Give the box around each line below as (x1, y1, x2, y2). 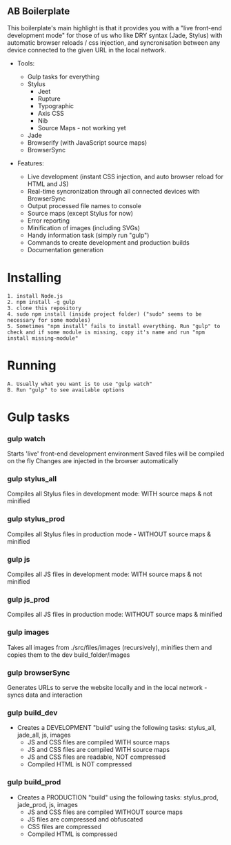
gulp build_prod (7, 777, 61, 787)
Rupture (37, 94, 61, 103)
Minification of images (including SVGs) (27, 223, 140, 232)
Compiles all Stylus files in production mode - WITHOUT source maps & (7, 530, 212, 538)
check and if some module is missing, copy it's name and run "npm (7, 329, 205, 336)
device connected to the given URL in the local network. (7, 45, 167, 54)
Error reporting (27, 216, 70, 225)
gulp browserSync (7, 668, 70, 678)
